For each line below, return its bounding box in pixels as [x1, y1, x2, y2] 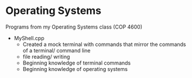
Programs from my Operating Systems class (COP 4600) [5, 23, 143, 30]
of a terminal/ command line [22, 47, 91, 54]
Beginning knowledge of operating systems [22, 65, 128, 72]
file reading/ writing [22, 53, 70, 60]
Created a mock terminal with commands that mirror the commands [22, 41, 187, 48]
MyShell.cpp [13, 34, 44, 41]
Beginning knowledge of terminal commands [22, 59, 131, 66]
